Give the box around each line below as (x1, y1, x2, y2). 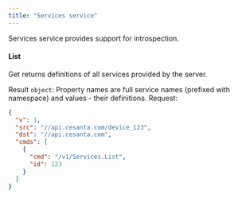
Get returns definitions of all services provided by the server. (8, 69, 208, 79)
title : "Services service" (8, 11, 98, 20)
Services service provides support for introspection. (8, 33, 179, 43)
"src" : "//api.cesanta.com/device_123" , (15, 123, 151, 131)
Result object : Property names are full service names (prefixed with (8, 84, 231, 94)
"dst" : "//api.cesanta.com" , (15, 130, 112, 139)
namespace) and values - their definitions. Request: (8, 93, 178, 103)
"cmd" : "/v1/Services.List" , (29, 153, 127, 161)
